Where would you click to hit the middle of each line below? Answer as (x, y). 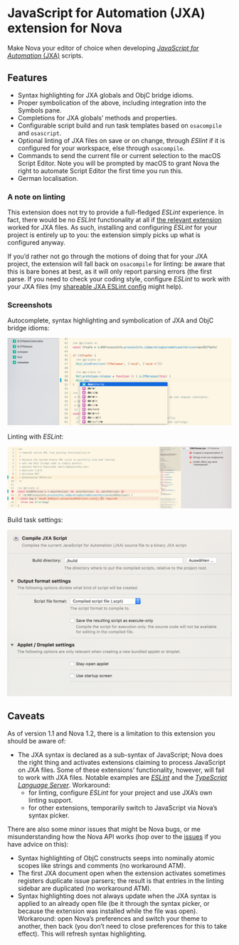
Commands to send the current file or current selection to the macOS (119, 155)
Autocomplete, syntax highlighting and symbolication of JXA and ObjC (111, 320)
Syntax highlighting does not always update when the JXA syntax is (117, 896)
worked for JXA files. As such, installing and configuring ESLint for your (112, 228)
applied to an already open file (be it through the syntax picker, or (113, 903)
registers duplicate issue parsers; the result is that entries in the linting (121, 880)
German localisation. (48, 178)
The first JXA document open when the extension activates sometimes (122, 873)
